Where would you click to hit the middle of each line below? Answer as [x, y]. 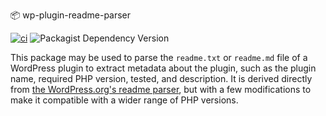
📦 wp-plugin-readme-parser [71, 15]
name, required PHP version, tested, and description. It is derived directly [161, 78]
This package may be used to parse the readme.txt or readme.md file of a [159, 57]
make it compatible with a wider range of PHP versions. [124, 100]
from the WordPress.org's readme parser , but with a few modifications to [161, 89]
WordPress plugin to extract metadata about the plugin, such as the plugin [163, 68]
